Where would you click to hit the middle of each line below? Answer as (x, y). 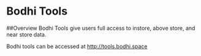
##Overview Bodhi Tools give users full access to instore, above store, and (101, 28)
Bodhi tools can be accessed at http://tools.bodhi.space (77, 46)
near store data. (26, 34)
